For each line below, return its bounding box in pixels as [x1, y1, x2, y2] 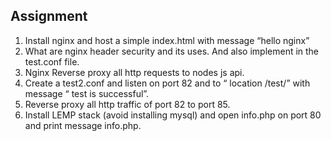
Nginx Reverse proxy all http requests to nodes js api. [24, 66, 245, 78]
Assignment [10, 8, 88, 25]
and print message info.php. [24, 119, 142, 131]
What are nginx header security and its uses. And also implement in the [24, 45, 320, 57]
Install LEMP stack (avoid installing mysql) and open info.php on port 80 [24, 109, 322, 121]
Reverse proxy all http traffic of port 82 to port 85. [24, 98, 231, 110]
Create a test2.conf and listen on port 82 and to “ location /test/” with [24, 77, 311, 89]
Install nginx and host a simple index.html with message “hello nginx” [24, 34, 310, 46]
